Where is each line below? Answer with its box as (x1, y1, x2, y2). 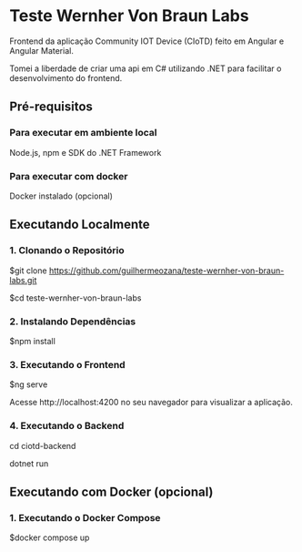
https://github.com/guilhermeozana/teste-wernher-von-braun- (48, 265, 285, 276)
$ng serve (9, 379, 48, 390)
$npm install (9, 335, 56, 346)
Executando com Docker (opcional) (9, 484, 214, 499)
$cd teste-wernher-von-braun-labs (9, 292, 142, 303)
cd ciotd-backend (9, 440, 76, 451)
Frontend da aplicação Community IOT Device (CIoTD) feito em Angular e (9, 36, 285, 46)
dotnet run (9, 457, 49, 469)
